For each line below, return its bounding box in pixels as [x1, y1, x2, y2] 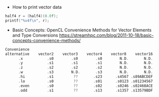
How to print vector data [12, 4, 62, 10]
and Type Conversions [12, 32, 58, 38]
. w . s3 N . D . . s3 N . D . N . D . [18, 70, 153, 75]
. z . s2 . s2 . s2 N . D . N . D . [18, 65, 153, 70]
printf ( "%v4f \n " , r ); [5, 18, 50, 23]
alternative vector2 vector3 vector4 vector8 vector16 [5, 51, 153, 56]
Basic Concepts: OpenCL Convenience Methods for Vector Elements [12, 27, 152, 33]
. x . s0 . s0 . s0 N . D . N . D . [18, 56, 153, 61]
